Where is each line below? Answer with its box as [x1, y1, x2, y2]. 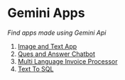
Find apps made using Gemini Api [7, 28, 107, 37]
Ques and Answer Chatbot [17, 50, 96, 58]
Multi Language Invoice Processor [17, 57, 118, 65]
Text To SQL [17, 64, 54, 73]
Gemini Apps [7, 5, 85, 21]
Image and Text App [17, 42, 77, 50]
